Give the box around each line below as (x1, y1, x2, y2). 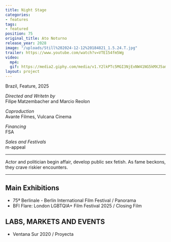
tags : (5, 21, 17, 27)
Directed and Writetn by (5, 93, 55, 99)
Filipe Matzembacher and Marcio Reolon (5, 98, 90, 104)
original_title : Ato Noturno (5, 36, 67, 41)
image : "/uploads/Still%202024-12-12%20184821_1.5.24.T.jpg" (5, 45, 138, 50)
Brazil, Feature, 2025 (5, 83, 49, 89)
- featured (5, 26, 28, 32)
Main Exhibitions (5, 184, 60, 193)
